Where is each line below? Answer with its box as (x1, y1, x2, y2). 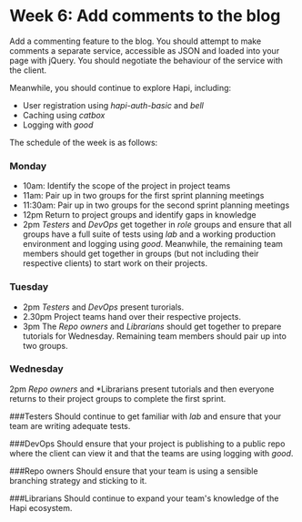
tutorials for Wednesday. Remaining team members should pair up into (22, 330, 287, 342)
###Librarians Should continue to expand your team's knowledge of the (9, 493, 279, 504)
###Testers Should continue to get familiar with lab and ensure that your (9, 411, 282, 422)
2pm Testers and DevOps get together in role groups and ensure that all (22, 220, 293, 230)
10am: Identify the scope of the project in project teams (22, 180, 231, 191)
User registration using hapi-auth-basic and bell (22, 99, 205, 110)
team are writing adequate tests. (9, 420, 131, 431)
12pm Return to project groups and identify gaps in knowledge (22, 210, 257, 220)
